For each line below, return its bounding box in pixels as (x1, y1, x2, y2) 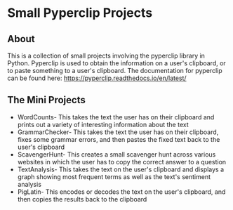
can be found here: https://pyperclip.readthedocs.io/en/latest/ (7, 74, 187, 82)
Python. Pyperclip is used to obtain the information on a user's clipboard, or (7, 59, 226, 67)
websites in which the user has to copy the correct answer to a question (17, 157, 227, 166)
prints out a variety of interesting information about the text (17, 120, 189, 129)
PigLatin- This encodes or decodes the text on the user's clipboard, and (17, 188, 226, 196)
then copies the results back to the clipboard (17, 195, 147, 203)
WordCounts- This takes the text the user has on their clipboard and (17, 112, 215, 121)
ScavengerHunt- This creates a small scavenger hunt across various (17, 150, 216, 159)
